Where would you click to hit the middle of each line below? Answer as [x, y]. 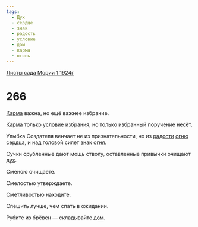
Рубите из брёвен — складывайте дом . [56, 218]
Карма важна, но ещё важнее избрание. [58, 113]
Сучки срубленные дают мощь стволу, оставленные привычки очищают [99, 154]
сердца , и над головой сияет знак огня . [56, 142]
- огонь [21, 56]
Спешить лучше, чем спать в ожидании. [57, 206]
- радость [23, 34]
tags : [13, 12]
